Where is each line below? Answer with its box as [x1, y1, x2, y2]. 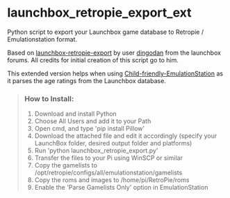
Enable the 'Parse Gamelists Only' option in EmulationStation [34, 183, 208, 192]
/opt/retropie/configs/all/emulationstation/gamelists [34, 168, 183, 177]
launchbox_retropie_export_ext [7, 5, 192, 21]
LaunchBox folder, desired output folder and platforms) [34, 139, 192, 147]
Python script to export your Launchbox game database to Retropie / [7, 28, 204, 36]
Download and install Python [34, 109, 117, 118]
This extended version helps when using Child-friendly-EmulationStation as [7, 69, 224, 78]
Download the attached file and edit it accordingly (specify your [34, 132, 217, 140]
